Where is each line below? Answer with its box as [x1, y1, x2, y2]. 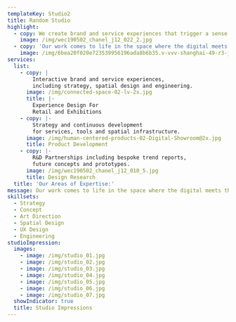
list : [13, 63, 30, 70]
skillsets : [7, 193, 39, 200]
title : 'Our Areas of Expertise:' [13, 180, 114, 187]
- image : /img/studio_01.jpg [20, 252, 105, 259]
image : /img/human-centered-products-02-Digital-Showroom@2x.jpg [25, 134, 221, 141]
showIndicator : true [13, 298, 74, 305]
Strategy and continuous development [32, 121, 143, 129]
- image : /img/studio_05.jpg [20, 278, 105, 285]
